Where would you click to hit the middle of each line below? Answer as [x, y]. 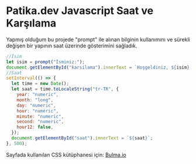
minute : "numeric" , [40, 116]
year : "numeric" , [38, 95]
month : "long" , [35, 100]
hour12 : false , [35, 127]
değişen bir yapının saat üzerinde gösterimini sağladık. [72, 46]
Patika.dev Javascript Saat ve [80, 11]
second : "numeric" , [40, 122]
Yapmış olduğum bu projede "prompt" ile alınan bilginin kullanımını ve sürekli [98, 39]
